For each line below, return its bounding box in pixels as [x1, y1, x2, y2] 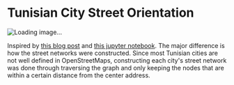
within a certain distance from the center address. [7, 71, 151, 79]
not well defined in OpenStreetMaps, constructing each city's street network [7, 56, 227, 64]
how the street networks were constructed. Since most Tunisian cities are [7, 49, 218, 57]
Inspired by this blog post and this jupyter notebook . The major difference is [7, 41, 225, 49]
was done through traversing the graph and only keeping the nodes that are [7, 63, 224, 72]
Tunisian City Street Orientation [7, 5, 194, 21]
